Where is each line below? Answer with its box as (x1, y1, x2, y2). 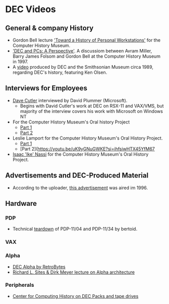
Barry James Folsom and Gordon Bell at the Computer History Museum (12, 53, 160, 59)
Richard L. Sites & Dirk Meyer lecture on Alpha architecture (12, 269, 135, 275)
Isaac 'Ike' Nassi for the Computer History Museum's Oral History (12, 151, 149, 157)
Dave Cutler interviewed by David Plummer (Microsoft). (12, 97, 128, 103)
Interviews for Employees (5, 84, 87, 93)
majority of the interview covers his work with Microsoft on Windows (20, 108, 163, 114)
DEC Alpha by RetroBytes (12, 264, 66, 270)
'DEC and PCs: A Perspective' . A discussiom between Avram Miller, (12, 48, 152, 54)
